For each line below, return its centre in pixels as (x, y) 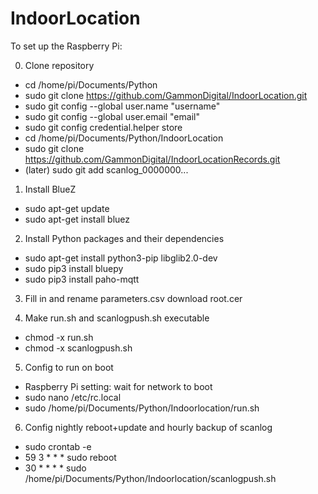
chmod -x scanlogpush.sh (78, 348)
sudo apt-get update (67, 208)
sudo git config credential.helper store (103, 127)
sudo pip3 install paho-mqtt (82, 279)
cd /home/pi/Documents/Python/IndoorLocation (124, 138)
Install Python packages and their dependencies (124, 238)
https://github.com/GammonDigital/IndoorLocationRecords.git (152, 159)
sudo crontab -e (58, 446)
